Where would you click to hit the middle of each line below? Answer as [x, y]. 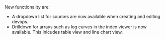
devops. [20, 22]
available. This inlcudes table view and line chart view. [67, 32]
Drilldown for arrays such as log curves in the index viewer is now [79, 27]
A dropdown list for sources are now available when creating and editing [86, 16]
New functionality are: [27, 7]
